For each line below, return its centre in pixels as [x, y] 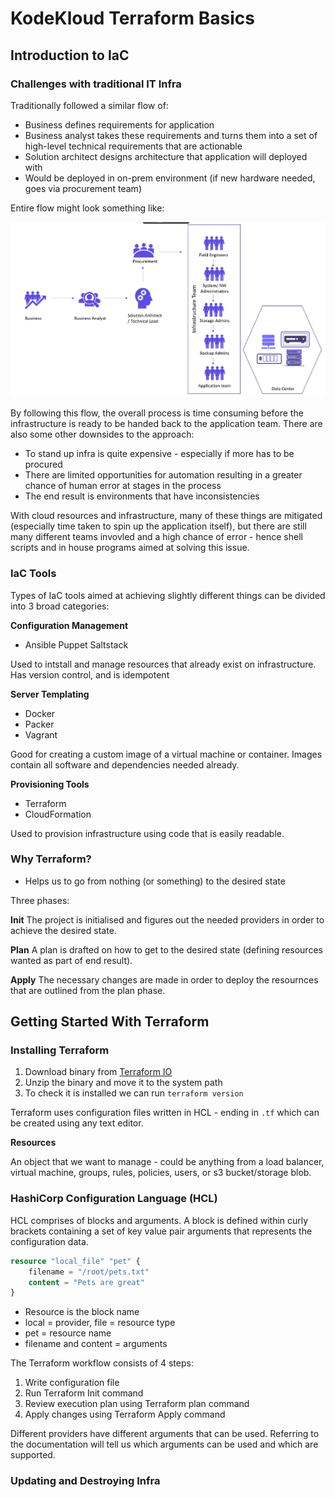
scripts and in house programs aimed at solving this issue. [130, 548]
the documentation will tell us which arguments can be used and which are [164, 1444]
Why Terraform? [51, 859]
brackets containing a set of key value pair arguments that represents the [161, 1231]
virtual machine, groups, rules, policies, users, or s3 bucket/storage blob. [161, 1173]
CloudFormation [58, 814]
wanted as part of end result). [71, 960]
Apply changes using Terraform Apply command [125, 1414]
